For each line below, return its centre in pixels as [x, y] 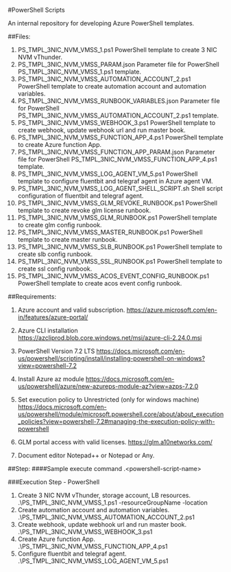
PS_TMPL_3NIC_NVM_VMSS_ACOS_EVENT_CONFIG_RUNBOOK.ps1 [113, 276]
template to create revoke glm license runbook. [84, 210]
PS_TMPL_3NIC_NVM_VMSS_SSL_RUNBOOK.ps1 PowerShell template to [120, 261]
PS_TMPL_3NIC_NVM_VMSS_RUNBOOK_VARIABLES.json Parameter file [119, 101]
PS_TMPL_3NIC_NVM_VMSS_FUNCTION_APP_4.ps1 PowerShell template [120, 137]
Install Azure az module [51, 379]
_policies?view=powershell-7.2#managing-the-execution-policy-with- [116, 421]
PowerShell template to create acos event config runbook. [100, 283]
